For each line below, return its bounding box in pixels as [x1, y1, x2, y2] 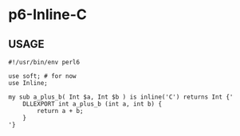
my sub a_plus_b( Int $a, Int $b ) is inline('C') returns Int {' [8, 93, 234, 101]
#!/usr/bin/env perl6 [8, 58, 81, 66]
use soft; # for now [8, 72, 77, 80]
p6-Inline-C [8, 6, 88, 24]
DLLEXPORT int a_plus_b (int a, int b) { [22, 100, 162, 108]
